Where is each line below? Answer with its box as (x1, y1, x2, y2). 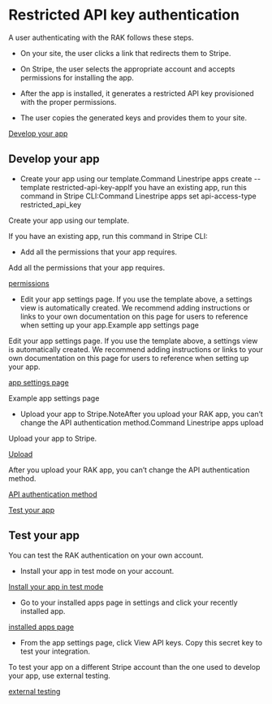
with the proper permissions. (19, 97, 117, 106)
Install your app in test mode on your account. (19, 566, 175, 576)
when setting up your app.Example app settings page (19, 319, 199, 330)
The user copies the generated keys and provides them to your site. (19, 112, 248, 123)
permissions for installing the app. (19, 72, 134, 82)
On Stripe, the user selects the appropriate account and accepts (19, 63, 235, 74)
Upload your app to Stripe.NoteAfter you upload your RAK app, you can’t (19, 409, 264, 419)
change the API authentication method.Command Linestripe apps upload (19, 417, 264, 428)
